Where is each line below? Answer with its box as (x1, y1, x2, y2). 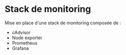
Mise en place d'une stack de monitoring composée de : (5, 20, 121, 26)
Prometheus (12, 40, 38, 46)
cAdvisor (12, 29, 31, 35)
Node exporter (12, 35, 43, 41)
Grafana (12, 45, 29, 51)
